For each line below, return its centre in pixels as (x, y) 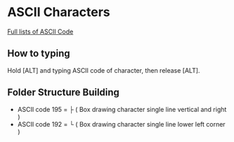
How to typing (39, 54)
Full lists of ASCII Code (40, 31)
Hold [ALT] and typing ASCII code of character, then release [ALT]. (104, 70)
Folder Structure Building (63, 93)
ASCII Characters (59, 12)
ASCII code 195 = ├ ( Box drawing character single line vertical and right (122, 109)
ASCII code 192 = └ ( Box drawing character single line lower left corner (122, 124)
